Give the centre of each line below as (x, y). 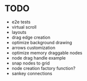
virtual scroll (24, 27)
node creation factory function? (43, 68)
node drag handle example (39, 58)
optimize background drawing (42, 42)
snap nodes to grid (31, 63)
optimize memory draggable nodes (47, 53)
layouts (19, 32)
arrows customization (33, 48)
